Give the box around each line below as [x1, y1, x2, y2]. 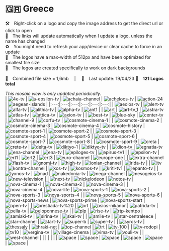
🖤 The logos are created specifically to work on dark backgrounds [5, 65, 145, 71]
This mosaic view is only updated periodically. [5, 90, 102, 96]
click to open [5, 27, 32, 33]
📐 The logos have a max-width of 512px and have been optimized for [5, 54, 151, 60]
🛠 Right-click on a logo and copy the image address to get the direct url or [5, 20, 163, 26]
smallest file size [5, 59, 40, 65]
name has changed [5, 38, 45, 44]
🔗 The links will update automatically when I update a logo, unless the [5, 33, 152, 39]
